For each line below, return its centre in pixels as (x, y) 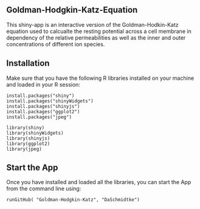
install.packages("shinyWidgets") (50, 101)
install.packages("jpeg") (39, 117)
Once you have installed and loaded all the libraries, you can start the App (99, 182)
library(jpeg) (24, 149)
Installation (28, 63)
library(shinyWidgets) (35, 133)
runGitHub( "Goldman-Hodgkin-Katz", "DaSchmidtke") (73, 200)
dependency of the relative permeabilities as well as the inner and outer (96, 37)
